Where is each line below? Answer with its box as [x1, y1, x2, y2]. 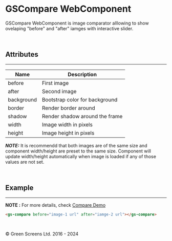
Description [67, 71, 97, 78]
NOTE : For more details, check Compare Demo [5, 202, 106, 208]
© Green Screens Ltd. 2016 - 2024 [5, 231, 79, 237]
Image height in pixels [41, 129, 95, 136]
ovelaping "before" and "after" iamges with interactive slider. [5, 25, 134, 31]
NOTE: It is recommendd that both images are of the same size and [5, 142, 147, 148]
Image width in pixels [41, 121, 93, 128]
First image [41, 79, 69, 86]
